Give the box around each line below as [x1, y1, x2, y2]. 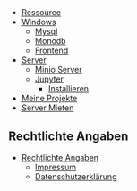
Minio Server [34, 65, 82, 75]
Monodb [34, 36, 66, 47]
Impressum [34, 161, 77, 173]
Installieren [47, 83, 90, 94]
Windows [21, 17, 56, 28]
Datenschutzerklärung [34, 171, 117, 182]
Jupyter [34, 74, 64, 84]
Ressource [21, 7, 62, 18]
